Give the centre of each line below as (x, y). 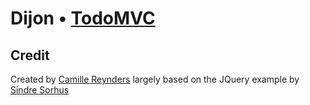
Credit (30, 55)
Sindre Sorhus (40, 90)
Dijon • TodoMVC (83, 18)
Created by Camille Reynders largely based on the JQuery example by (155, 79)
